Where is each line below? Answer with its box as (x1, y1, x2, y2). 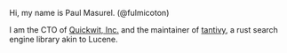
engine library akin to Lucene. (9, 34, 118, 44)
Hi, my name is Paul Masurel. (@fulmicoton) (9, 8, 170, 18)
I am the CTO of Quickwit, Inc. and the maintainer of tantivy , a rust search (9, 25, 278, 34)
